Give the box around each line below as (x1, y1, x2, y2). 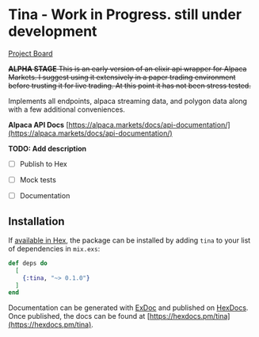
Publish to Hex (19, 159, 67, 168)
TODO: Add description (8, 144, 87, 153)
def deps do (8, 259, 48, 267)
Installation (8, 214, 65, 228)
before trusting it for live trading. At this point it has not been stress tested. (8, 81, 251, 90)
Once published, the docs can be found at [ (8, 312, 150, 321)
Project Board (8, 48, 53, 58)
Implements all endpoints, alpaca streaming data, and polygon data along (8, 96, 248, 105)
